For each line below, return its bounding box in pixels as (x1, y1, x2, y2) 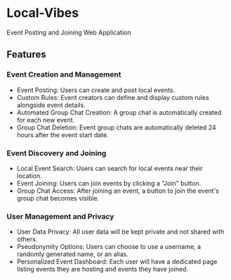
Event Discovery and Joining (6, 148, 107, 158)
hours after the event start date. (16, 130, 110, 139)
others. (16, 235, 38, 243)
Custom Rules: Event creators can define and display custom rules (16, 93, 210, 101)
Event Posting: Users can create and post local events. (16, 86, 176, 94)
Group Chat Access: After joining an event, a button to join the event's (16, 186, 219, 195)
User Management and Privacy (6, 211, 114, 221)
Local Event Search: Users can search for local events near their (16, 164, 203, 172)
